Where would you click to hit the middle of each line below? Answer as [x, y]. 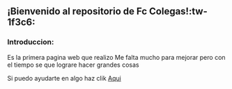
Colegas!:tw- [178, 11]
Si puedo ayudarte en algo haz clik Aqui [64, 78]
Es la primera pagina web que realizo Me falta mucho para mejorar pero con [116, 57]
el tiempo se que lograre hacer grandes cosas [73, 65]
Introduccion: [31, 42]
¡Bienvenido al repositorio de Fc [77, 11]
